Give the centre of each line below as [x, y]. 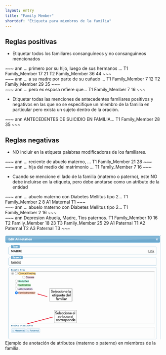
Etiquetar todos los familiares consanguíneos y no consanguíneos [79, 54]
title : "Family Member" [30, 16]
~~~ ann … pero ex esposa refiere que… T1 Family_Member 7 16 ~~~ [75, 90]
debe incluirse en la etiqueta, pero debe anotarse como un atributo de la [86, 182]
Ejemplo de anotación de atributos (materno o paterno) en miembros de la [81, 343]
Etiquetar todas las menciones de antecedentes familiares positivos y [83, 99]
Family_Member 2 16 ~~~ [31, 212]
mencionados [26, 59]
